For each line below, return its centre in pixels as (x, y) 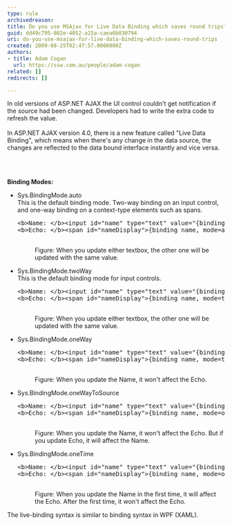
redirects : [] (28, 78)
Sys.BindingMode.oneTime (56, 454)
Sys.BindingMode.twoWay (54, 271)
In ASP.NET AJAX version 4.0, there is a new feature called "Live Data (106, 133)
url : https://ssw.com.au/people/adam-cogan (77, 65)
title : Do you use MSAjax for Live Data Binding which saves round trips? (117, 26)
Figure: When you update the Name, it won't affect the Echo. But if (129, 433)
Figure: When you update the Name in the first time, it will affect (125, 494)
